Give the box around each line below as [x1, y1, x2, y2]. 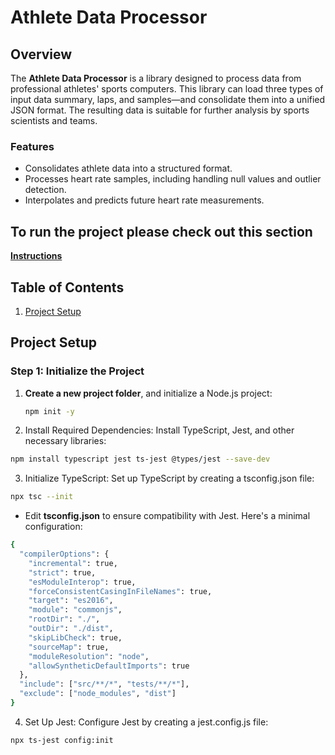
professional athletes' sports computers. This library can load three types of [10, 83, 324, 95]
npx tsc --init [10, 492, 74, 502]
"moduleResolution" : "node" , [28, 651, 150, 661]
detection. [24, 184, 67, 196]
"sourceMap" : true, [28, 642, 110, 652]
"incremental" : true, [28, 558, 118, 568]
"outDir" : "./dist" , [28, 624, 114, 634]
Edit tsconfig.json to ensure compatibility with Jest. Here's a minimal [24, 510, 311, 522]
